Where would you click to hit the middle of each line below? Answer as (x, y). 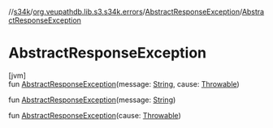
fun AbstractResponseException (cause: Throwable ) (95, 115)
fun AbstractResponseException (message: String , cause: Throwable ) (124, 83)
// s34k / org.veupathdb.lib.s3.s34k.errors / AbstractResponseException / (125, 12)
